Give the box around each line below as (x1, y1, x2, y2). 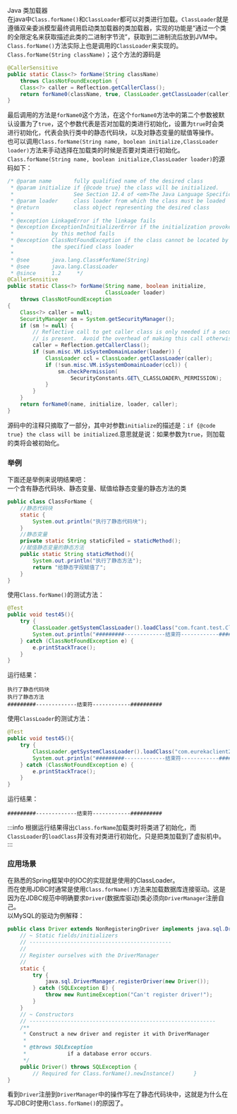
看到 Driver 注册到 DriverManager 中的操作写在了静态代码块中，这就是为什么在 (7, 1090, 229, 1098)
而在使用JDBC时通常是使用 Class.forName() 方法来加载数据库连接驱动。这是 (7, 885, 226, 894)
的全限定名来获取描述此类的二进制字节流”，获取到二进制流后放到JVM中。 (7, 32, 221, 41)
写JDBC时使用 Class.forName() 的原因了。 (7, 1099, 127, 1108)
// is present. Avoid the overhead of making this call (32, 335, 203, 342)
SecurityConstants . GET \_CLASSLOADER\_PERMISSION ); (70, 375, 222, 382)
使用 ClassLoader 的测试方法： (7, 715, 92, 723)
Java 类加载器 (7, 6, 48, 14)
